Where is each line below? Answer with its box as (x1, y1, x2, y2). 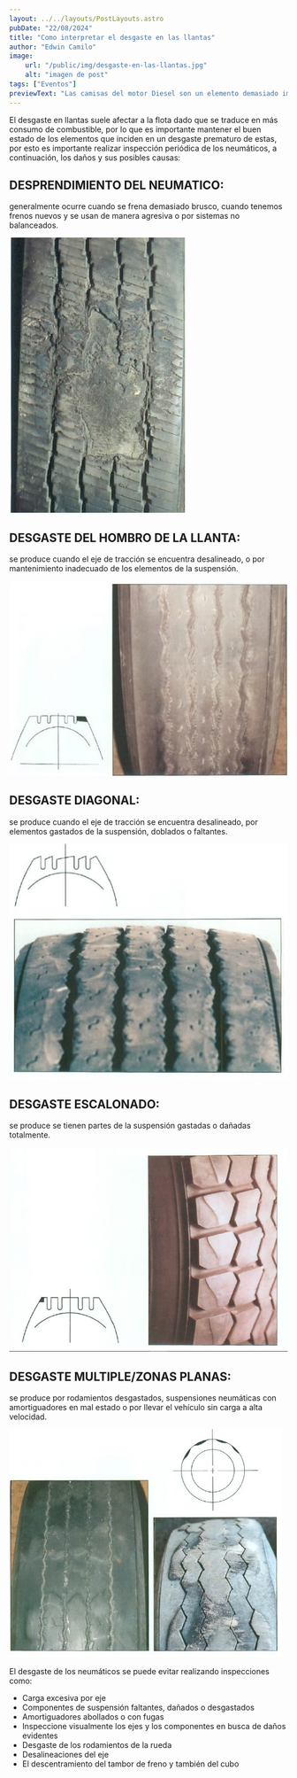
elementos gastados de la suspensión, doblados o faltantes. (9, 826, 228, 836)
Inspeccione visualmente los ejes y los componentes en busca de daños (21, 1721, 286, 1732)
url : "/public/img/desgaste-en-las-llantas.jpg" (25, 61, 208, 70)
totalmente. (9, 1130, 51, 1140)
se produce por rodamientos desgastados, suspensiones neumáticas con (9, 1393, 277, 1403)
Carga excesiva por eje (21, 1693, 106, 1704)
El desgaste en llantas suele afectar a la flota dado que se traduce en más (9, 114, 278, 125)
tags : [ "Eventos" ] (9, 80, 77, 89)
